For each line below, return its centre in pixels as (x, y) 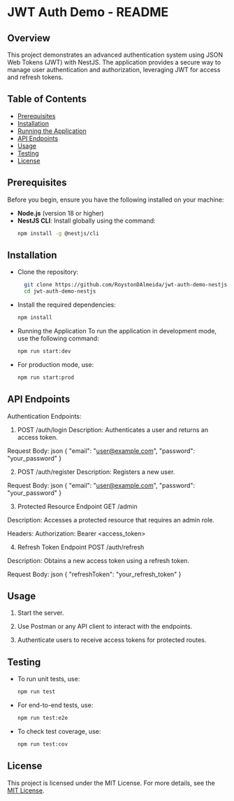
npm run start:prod (46, 377)
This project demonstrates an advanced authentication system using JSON (115, 55)
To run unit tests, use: (49, 679)
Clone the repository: (48, 272)
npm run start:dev (44, 351)
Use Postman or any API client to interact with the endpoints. (105, 627)
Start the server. (41, 613)
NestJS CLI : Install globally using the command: (86, 221)
